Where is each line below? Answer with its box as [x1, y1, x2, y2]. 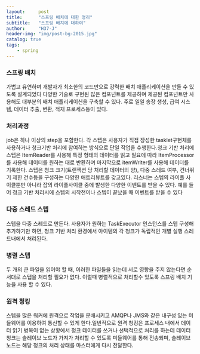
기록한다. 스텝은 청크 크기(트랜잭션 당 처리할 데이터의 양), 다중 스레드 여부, [6, 167, 179, 174]
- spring [17, 48, 39, 54]
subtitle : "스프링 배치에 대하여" [6, 20, 87, 26]
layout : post [6, 8, 50, 15]
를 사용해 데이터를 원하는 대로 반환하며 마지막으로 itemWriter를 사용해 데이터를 [6, 159, 189, 166]
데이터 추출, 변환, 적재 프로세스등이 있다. [14, 106, 108, 113]
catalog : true [6, 36, 42, 42]
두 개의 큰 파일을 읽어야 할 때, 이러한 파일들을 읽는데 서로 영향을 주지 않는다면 [6, 266, 186, 273]
